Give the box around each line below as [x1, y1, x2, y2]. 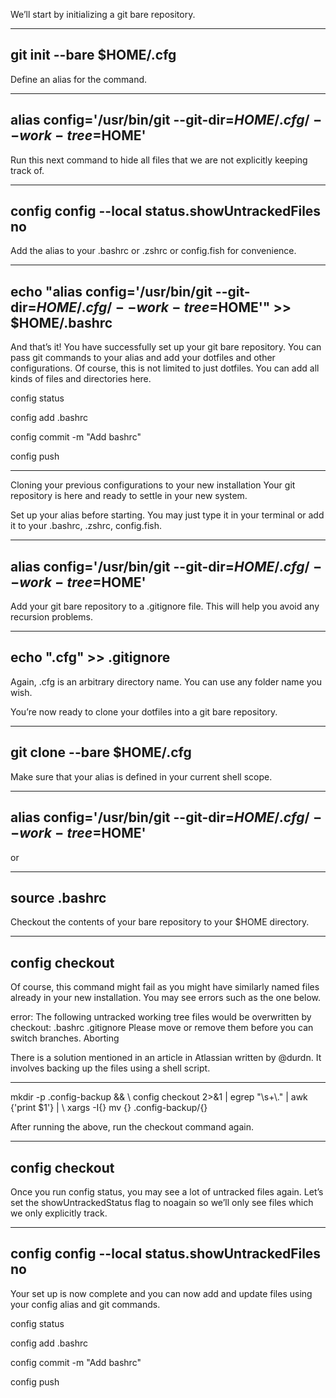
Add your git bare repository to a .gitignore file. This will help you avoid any [10, 600, 320, 613]
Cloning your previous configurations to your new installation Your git [10, 479, 296, 491]
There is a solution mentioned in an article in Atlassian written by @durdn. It [10, 1052, 322, 1064]
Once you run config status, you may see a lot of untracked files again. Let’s [10, 1185, 324, 1198]
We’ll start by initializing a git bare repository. [10, 9, 196, 20]
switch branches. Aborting [10, 1032, 120, 1044]
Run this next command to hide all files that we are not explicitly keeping [10, 154, 308, 166]
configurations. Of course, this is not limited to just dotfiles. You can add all [10, 362, 320, 374]
